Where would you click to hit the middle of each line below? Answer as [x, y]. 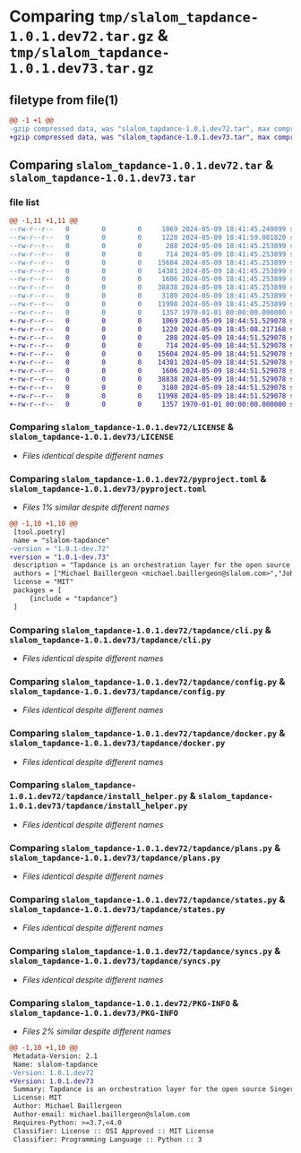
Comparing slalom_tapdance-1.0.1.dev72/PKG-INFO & [124, 1002]
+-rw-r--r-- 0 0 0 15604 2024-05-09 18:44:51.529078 [148, 354]
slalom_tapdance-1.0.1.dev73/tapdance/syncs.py [115, 961]
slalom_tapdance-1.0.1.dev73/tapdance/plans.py [115, 858]
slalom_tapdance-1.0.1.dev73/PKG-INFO [94, 1013]
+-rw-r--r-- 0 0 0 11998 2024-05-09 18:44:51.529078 [148, 396]
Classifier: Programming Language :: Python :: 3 [107, 1140]
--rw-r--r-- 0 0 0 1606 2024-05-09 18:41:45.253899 [148, 280]
